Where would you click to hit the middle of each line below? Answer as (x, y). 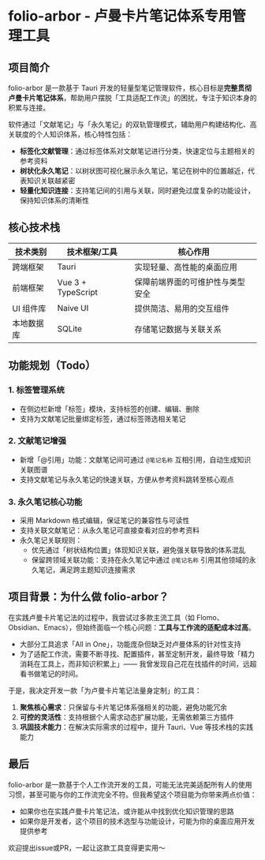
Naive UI (73, 308)
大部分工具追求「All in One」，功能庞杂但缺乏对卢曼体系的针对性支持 (130, 644)
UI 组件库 (29, 308)
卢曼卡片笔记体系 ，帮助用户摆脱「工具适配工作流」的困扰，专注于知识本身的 (132, 98)
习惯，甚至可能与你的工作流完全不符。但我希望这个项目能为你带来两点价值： (132, 795)
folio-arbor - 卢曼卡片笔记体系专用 (120, 16)
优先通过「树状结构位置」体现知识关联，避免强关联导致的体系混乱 (138, 550)
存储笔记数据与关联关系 (178, 329)
